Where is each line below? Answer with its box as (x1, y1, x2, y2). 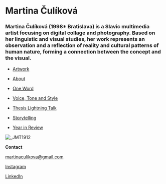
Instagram (5, 164, 26, 170)
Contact (5, 144, 23, 150)
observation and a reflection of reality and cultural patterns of (5, 42, 159, 49)
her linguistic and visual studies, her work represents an (5, 36, 145, 43)
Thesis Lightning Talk (12, 105, 57, 111)
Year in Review (12, 125, 44, 131)
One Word (12, 86, 34, 92)
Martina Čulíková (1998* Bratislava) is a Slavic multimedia (5, 23, 150, 30)
